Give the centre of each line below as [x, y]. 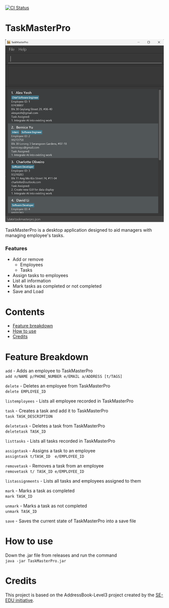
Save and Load [28, 292]
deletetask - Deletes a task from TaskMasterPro [55, 426]
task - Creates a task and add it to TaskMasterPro [57, 411]
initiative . [25, 600]
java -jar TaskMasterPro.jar [36, 561]
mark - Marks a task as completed [40, 491]
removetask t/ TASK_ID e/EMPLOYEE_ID [45, 472]
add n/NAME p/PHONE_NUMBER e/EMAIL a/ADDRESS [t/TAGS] [64, 377]
